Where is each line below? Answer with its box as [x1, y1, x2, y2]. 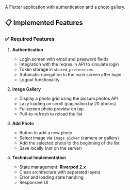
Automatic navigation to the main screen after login [19, 71, 122, 77]
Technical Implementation [12, 155, 66, 160]
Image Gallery [12, 86, 41, 92]
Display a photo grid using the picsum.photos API [19, 95, 118, 101]
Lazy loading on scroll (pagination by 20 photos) [19, 100, 116, 106]
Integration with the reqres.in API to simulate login [19, 61, 119, 67]
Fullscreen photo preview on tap [19, 106, 84, 111]
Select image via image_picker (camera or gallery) [19, 135, 119, 141]
